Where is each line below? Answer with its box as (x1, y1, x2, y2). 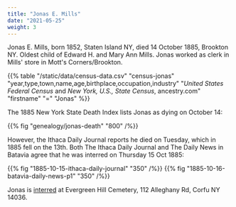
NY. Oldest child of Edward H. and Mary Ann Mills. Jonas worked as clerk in (7, 50, 230, 59)
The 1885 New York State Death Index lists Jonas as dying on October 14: (7, 108, 223, 117)
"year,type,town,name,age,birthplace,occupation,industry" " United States (7, 79, 224, 88)
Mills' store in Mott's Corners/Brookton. (7, 58, 123, 67)
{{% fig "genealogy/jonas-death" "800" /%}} (7, 122, 139, 130)
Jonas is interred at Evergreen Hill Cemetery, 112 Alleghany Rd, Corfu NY (7, 186, 220, 194)
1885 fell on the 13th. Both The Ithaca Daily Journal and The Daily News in (7, 143, 224, 152)
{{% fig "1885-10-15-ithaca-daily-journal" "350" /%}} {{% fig (7, 164, 186, 173)
